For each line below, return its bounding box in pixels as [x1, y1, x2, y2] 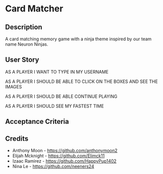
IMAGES [5, 84, 22, 89]
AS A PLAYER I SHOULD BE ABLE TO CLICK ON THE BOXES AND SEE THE [5, 78, 158, 85]
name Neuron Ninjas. [5, 41, 49, 47]
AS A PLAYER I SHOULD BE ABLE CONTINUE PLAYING [5, 93, 118, 99]
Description [5, 23, 42, 31]
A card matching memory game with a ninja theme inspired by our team [5, 36, 152, 42]
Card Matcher [5, 3, 64, 14]
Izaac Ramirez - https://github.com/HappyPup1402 [12, 158, 117, 164]
